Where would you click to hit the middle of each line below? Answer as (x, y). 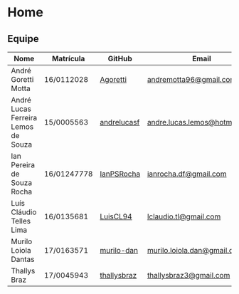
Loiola (21, 250)
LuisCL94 (116, 216)
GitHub (120, 59)
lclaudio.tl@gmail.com (184, 216)
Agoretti (113, 79)
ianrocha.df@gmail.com (187, 174)
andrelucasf (119, 122)
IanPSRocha (120, 174)
